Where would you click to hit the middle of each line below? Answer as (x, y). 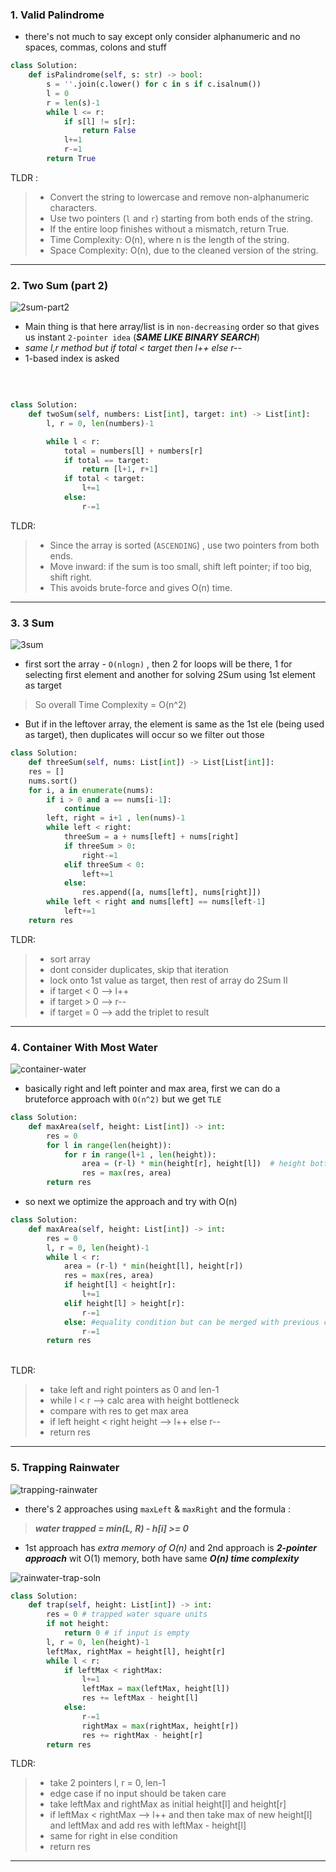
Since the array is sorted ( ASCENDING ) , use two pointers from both (184, 545)
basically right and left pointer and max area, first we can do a (152, 1089)
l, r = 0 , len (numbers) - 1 (100, 423)
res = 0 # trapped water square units (127, 1614)
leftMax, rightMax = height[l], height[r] (136, 1651)
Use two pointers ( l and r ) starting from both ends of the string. (181, 218)
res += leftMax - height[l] (140, 1698)
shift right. (71, 577)
